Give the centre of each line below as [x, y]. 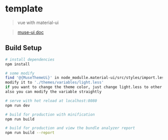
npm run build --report [30, 133]
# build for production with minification [50, 114]
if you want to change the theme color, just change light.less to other [84, 87]
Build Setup [23, 48]
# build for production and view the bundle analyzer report [70, 128]
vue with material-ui [38, 22]
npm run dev [17, 105]
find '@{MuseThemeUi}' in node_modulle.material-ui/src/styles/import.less [86, 78]
